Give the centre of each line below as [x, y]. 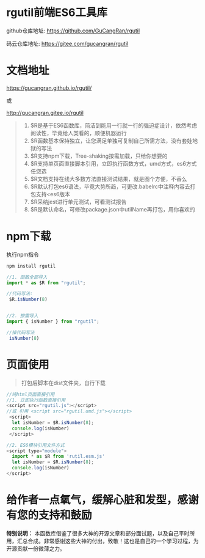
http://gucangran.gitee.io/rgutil [45, 112]
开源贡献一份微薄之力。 [36, 548]
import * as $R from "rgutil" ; [46, 283]
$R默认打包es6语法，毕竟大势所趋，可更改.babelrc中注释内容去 [110, 186]
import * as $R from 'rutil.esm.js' [58, 457]
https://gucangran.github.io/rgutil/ [49, 88]
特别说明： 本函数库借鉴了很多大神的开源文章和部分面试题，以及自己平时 [98, 533]
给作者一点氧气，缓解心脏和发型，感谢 [103, 500]
